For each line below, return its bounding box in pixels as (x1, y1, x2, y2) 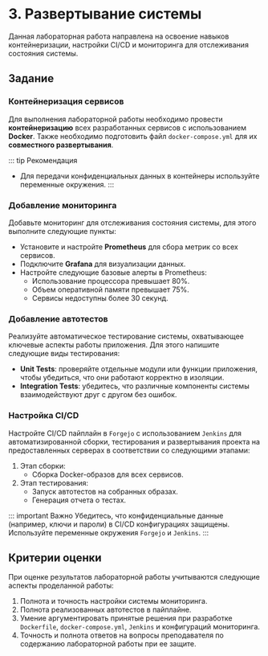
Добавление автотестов (8, 313, 108, 324)
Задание (8, 72, 55, 85)
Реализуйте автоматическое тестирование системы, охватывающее (8, 331, 245, 342)
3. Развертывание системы (8, 5, 202, 23)
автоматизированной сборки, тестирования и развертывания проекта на (8, 437, 261, 446)
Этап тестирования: (19, 478, 89, 487)
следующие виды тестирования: (8, 349, 120, 359)
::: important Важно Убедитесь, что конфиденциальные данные (8, 510, 224, 520)
